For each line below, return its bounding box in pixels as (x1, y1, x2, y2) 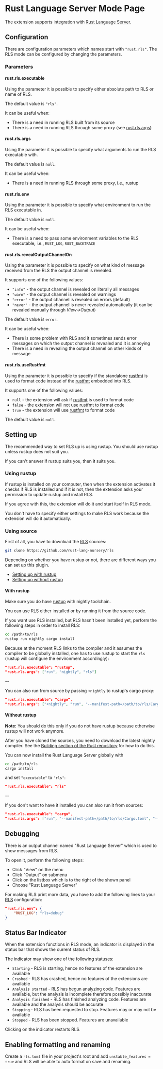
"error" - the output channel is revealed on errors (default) (12, 297, 130, 303)
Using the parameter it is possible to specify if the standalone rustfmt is (5, 373, 148, 379)
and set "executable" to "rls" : (5, 775, 66, 780)
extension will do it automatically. (5, 516, 71, 521)
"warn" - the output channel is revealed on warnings (12, 292, 116, 297)
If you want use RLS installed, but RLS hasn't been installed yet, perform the (5, 618, 157, 623)
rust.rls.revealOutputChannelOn (5, 251, 72, 258)
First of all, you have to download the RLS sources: (5, 539, 107, 545)
